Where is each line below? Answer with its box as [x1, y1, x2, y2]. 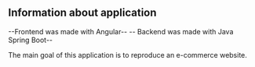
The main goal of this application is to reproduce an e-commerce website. [8, 50, 247, 59]
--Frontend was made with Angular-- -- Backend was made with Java [8, 26, 234, 36]
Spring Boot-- [8, 35, 53, 44]
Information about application [8, 6, 157, 19]
